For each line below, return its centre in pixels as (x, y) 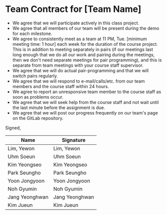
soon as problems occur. (38, 97)
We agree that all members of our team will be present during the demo (86, 28)
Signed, (13, 127)
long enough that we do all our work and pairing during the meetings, (83, 54)
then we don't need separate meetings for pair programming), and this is (87, 60)
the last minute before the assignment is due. (59, 107)
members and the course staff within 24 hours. (61, 86)
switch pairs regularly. (35, 76)
